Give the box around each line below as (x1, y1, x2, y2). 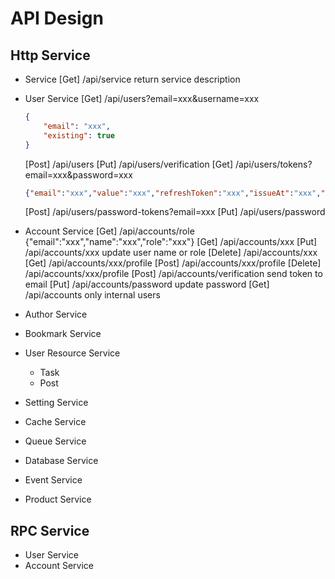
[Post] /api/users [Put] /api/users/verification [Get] (24, 158, 234, 170)
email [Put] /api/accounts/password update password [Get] (24, 278, 270, 291)
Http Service (10, 47, 91, 64)
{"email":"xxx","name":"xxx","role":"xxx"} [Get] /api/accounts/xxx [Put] (24, 236, 318, 248)
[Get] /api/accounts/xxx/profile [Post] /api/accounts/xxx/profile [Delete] (24, 257, 322, 269)
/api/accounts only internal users (24, 289, 161, 301)
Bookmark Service (24, 328, 102, 340)
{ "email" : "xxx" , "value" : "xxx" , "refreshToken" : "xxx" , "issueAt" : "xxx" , (24, 188, 322, 198)
